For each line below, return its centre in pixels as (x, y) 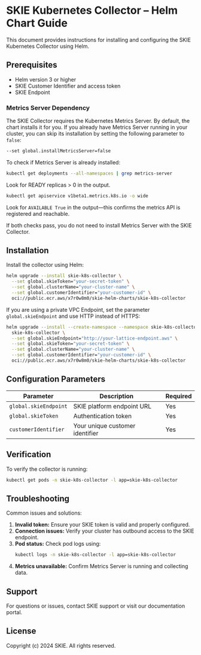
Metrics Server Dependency (48, 107)
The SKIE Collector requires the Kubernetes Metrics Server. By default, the (98, 121)
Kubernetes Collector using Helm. (48, 46)
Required (179, 396)
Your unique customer (104, 425)
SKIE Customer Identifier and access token (68, 86)
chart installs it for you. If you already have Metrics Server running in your (97, 127)
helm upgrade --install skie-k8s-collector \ (64, 276)
